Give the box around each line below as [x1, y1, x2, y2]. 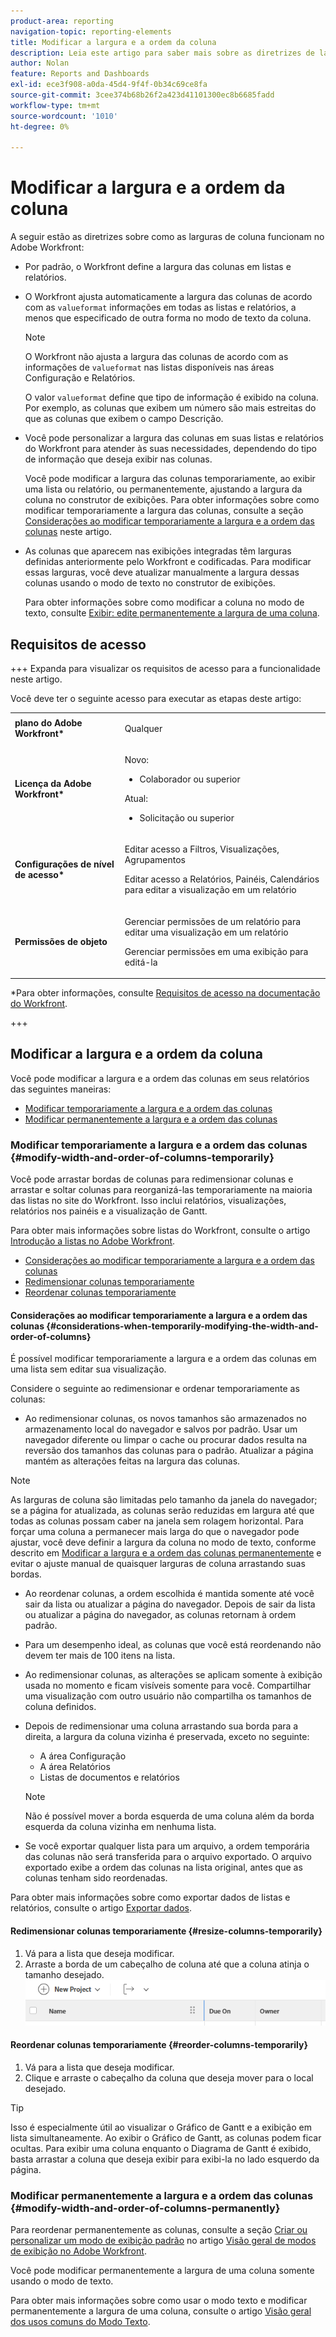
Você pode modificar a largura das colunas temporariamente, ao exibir [24, 473, 316, 485]
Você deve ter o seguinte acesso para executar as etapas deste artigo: [10, 693, 302, 704]
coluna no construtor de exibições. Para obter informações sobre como [24, 494, 320, 506]
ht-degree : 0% [10, 121, 70, 132]
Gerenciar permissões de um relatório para [124, 915, 302, 927]
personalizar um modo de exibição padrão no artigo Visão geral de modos [10, 2235, 317, 2247]
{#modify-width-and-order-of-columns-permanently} [10, 2201, 281, 2215]
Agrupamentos [124, 854, 186, 866]
